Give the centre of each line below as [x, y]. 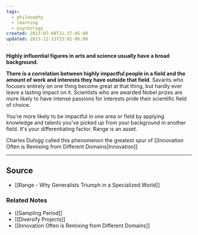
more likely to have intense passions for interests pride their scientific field [96, 99]
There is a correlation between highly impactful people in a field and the [96, 74]
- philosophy [27, 17]
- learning [25, 22]
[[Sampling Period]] [39, 213]
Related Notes [27, 200]
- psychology [27, 28]
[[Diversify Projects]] [40, 220]
